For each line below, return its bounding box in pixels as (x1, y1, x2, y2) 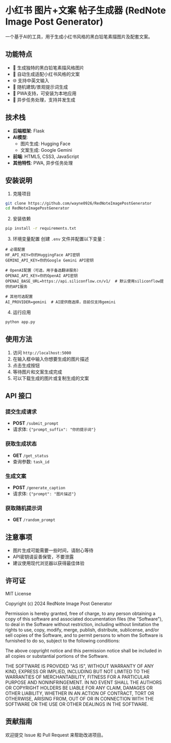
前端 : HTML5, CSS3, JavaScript (12, 153, 79, 159)
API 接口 (5, 392, 32, 400)
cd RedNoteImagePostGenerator (5, 206, 70, 211)
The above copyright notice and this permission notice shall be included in (5, 647, 162, 654)
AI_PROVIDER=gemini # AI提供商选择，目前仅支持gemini (5, 299, 116, 305)
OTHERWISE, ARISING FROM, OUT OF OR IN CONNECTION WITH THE (5, 695, 154, 701)
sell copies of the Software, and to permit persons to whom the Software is (5, 632, 163, 638)
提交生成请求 (5, 408, 37, 415)
